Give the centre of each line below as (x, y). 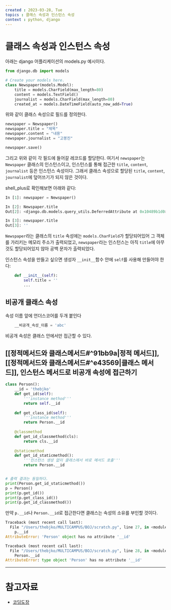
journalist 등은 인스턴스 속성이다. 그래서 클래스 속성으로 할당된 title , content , (85, 170)
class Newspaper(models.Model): (39, 85)
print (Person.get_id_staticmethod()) (45, 483)
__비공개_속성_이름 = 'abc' (40, 325)
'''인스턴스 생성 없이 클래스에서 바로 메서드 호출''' (72, 460)
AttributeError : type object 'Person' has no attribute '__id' (74, 560)
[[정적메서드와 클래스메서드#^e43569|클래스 (73, 363)
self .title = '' (41, 280)
